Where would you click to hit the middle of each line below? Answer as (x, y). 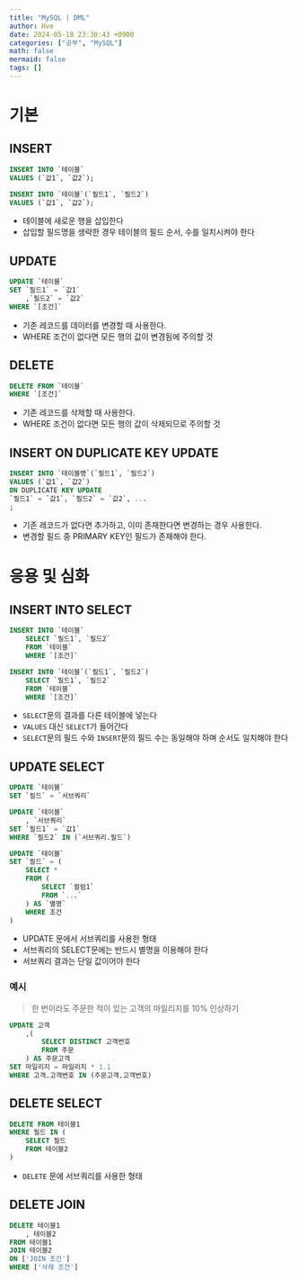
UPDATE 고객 (30, 1025)
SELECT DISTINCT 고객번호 (86, 1042)
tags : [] (26, 68)
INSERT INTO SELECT (71, 610)
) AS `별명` (46, 904)
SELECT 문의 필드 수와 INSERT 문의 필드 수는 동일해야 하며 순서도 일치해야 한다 (155, 738)
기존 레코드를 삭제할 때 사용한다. (79, 413)
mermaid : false (38, 59)
